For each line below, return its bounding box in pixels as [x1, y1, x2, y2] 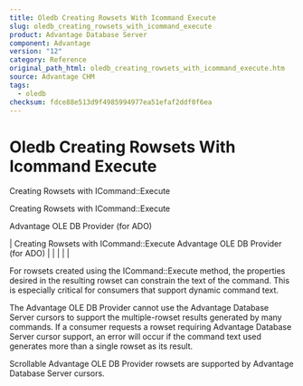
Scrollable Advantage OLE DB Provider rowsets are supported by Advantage [9, 359, 294, 370]
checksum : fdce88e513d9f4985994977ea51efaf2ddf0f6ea [9, 97, 213, 107]
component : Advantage [9, 38, 91, 48]
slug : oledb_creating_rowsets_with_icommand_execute [9, 22, 213, 31]
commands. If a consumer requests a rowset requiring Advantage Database [9, 322, 292, 333]
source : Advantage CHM [9, 72, 95, 82]
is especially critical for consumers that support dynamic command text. [9, 285, 279, 295]
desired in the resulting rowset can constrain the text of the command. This [9, 275, 290, 286]
